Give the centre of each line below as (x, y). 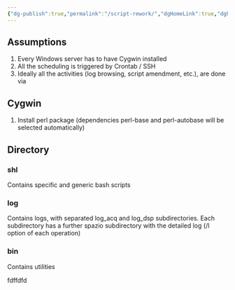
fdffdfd (17, 280)
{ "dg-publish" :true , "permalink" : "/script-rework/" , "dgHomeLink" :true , (112, 14)
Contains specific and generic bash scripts (69, 185)
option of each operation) (44, 233)
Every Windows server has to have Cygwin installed (92, 59)
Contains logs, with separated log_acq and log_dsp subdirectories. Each (111, 219)
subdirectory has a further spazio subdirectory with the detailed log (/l (108, 226)
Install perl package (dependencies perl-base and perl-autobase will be (121, 120)
